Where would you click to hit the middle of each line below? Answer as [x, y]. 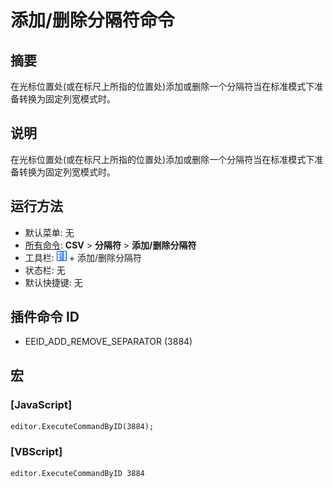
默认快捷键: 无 [53, 282]
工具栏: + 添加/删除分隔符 [83, 257]
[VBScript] [36, 452]
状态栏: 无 [45, 270]
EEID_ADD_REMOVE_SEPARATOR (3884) [108, 342]
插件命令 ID [45, 317]
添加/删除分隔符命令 [92, 20]
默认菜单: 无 [49, 232]
